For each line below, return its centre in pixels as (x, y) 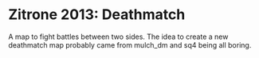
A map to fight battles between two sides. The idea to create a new (118, 37)
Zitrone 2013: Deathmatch (97, 15)
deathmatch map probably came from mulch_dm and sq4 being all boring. (130, 44)
